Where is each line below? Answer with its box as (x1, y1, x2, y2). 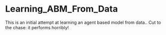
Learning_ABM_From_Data (5, 3, 118, 15)
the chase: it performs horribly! (5, 24, 69, 30)
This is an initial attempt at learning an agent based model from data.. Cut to (5, 19, 161, 25)
